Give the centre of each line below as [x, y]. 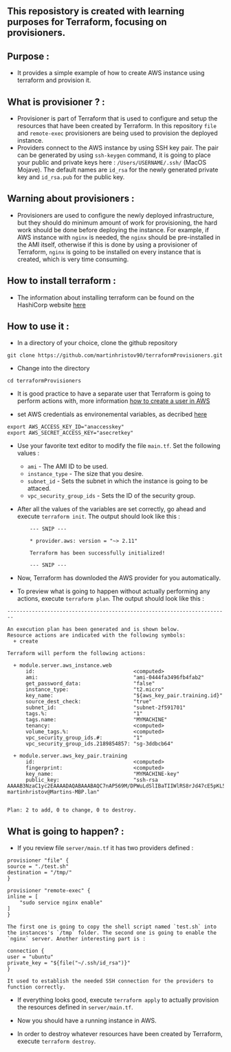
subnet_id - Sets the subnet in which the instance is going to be [118, 481]
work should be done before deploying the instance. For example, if [113, 229]
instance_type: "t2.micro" [95, 690]
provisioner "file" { [38, 860]
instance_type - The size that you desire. [85, 474]
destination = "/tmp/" [40, 873]
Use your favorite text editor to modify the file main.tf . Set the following [119, 446]
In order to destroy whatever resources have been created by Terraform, [120, 1034]
